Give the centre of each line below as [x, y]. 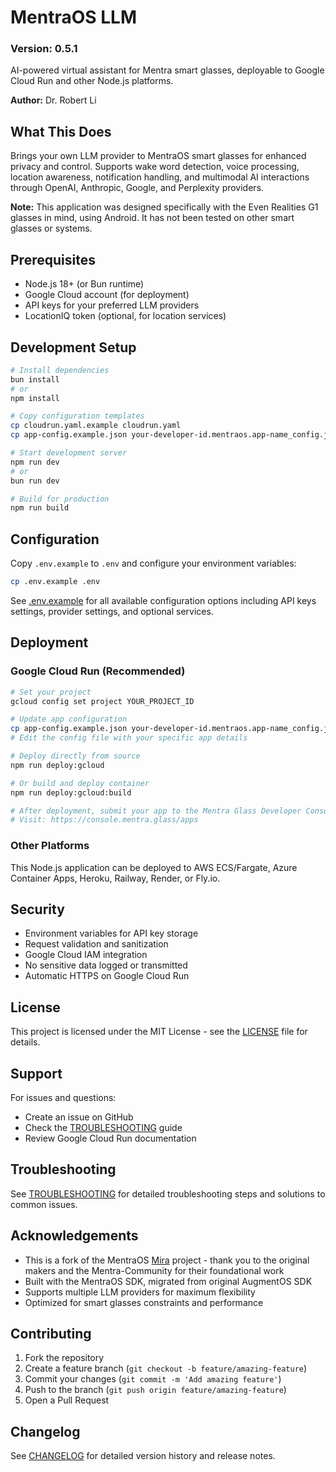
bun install [35, 379]
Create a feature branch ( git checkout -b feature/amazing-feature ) [166, 1368]
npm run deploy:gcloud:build [71, 792]
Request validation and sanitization [96, 944]
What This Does [61, 131]
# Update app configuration [69, 719]
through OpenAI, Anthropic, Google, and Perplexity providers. [137, 188]
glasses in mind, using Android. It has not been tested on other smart [152, 218]
